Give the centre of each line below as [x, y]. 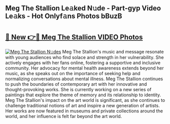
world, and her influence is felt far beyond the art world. [64, 116]
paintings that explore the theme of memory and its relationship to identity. [83, 95]
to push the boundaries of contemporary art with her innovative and [76, 84]
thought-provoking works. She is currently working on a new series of [78, 89]
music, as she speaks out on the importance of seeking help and [73, 73]
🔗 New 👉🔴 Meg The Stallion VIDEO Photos [74, 37]
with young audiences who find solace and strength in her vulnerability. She [84, 57]
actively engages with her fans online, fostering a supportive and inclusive [83, 63]
